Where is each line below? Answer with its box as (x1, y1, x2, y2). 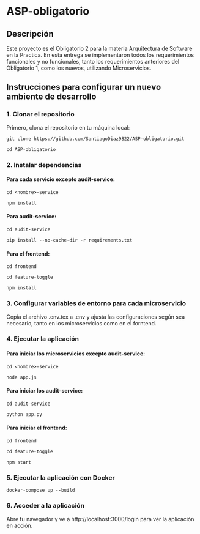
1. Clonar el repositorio (6, 110, 75, 119)
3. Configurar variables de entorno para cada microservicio (6, 299, 187, 308)
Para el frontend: (6, 250, 50, 258)
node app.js (6, 374, 37, 380)
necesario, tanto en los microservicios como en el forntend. (6, 319, 157, 327)
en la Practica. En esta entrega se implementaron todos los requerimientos (6, 51, 194, 59)
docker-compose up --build (6, 488, 75, 494)
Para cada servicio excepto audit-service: (6, 176, 115, 183)
